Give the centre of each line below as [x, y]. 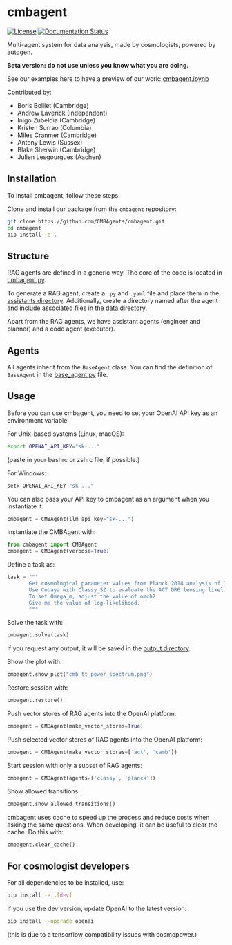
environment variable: [38, 420]
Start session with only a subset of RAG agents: [75, 765]
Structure [28, 256]
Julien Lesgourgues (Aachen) [59, 157]
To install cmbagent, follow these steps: [64, 195]
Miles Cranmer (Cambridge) [57, 135]
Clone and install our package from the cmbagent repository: [92, 209]
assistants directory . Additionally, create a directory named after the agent [113, 301]
